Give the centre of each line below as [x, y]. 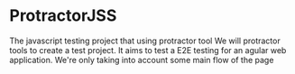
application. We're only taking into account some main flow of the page [142, 60]
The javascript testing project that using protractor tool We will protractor [145, 41]
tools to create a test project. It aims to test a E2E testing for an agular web [148, 50]
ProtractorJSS [63, 16]
